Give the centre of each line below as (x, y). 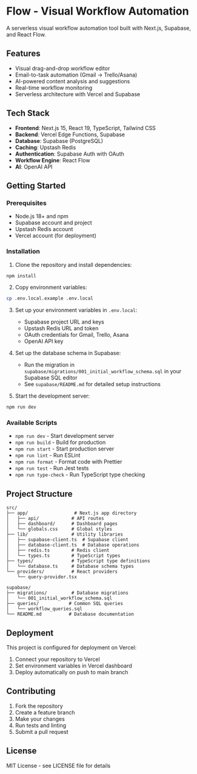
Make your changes (40, 719)
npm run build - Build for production (60, 443)
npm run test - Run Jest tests (52, 468)
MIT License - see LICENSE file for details (58, 765)
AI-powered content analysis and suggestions (72, 81)
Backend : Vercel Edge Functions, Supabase (70, 134)
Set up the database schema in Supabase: (68, 353)
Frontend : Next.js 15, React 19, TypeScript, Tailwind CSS (85, 128)
